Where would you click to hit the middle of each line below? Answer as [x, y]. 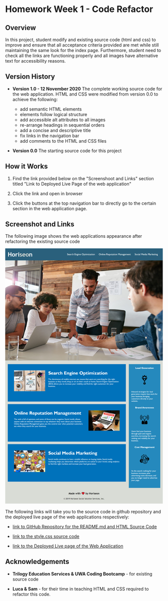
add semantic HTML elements [51, 109]
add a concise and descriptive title [55, 130]
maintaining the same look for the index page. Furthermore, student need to [83, 50]
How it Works [26, 166]
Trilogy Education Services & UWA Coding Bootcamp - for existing [82, 573]
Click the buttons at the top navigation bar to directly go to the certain [84, 203]
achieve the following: [35, 99]
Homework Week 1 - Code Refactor [79, 9]
